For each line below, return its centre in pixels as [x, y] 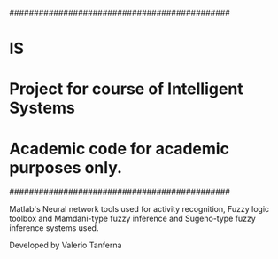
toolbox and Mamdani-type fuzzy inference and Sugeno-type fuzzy [133, 219]
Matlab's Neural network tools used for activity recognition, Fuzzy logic [139, 209]
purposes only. [66, 167]
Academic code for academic [120, 149]
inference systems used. [54, 228]
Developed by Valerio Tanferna [66, 245]
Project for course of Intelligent [126, 89]
